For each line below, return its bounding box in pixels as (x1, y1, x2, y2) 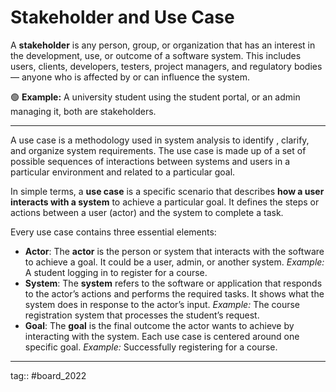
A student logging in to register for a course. (24, 266, 208, 278)
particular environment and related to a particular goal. (10, 166, 236, 178)
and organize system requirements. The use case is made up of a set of (10, 144, 307, 156)
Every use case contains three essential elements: (10, 226, 217, 238)
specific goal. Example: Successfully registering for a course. (24, 341, 278, 353)
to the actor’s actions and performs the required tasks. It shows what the (24, 287, 325, 300)
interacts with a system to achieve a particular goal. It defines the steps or (10, 196, 320, 208)
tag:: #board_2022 (10, 369, 87, 381)
